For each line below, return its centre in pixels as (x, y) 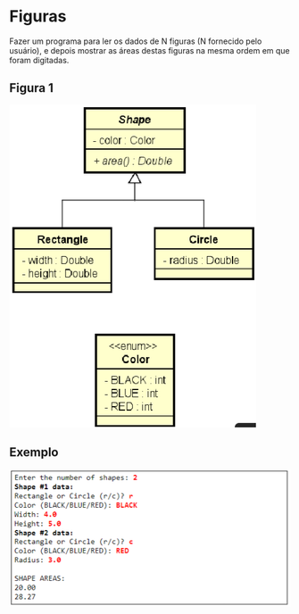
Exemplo (34, 452)
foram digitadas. (39, 60)
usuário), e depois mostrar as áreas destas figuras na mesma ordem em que (149, 50)
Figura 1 (31, 88)
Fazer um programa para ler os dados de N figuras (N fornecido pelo (136, 41)
